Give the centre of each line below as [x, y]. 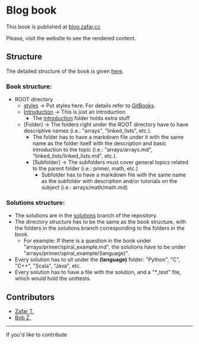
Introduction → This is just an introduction [74, 112]
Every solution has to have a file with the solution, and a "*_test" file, [98, 272]
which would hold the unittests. [53, 278]
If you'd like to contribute [37, 335]
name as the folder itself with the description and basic [99, 143]
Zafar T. [24, 311]
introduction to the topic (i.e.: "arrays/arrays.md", [92, 150]
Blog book [31, 10]
